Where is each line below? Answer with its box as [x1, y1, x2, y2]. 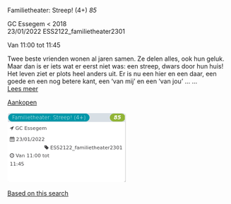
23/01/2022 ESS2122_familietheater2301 [7, 28, 126, 35]
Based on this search [7, 189, 69, 197]
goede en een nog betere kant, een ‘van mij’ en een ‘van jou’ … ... [7, 77, 198, 85]
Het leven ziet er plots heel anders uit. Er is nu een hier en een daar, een [7, 70, 217, 78]
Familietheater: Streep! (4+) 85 [7, 6, 97, 14]
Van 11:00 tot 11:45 [7, 41, 61, 49]
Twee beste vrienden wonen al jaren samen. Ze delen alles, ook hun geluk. [7, 54, 225, 63]
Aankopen [7, 98, 37, 107]
